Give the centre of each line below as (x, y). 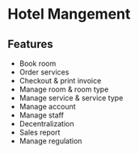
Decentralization (46, 124)
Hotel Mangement (69, 14)
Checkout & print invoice (60, 81)
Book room (38, 63)
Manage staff (41, 115)
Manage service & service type (71, 98)
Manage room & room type (64, 89)
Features (30, 44)
